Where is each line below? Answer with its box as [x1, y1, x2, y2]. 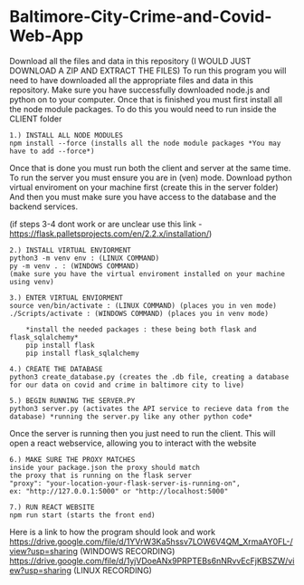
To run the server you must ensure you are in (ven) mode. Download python [9, 172, 292, 183]
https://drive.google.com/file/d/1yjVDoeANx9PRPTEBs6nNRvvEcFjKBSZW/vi [9, 555, 295, 566]
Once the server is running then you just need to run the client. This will [9, 427, 276, 438]
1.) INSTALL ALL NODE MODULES [9, 130, 124, 139]
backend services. [9, 201, 79, 212]
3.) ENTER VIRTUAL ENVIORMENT [9, 292, 124, 302]
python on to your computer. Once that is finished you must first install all [9, 93, 283, 105]
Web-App [9, 25, 84, 46]
